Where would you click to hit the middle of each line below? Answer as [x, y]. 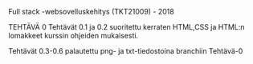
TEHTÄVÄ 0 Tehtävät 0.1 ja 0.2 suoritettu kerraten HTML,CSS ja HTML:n [126, 27]
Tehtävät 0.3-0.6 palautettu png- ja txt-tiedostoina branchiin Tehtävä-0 [126, 51]
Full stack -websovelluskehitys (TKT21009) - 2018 [91, 12]
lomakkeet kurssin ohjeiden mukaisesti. [73, 36]
